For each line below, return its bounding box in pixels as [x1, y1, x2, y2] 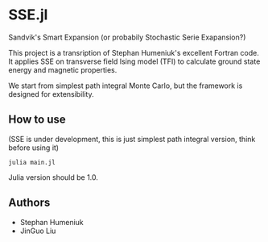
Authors [8, 196, 51, 210]
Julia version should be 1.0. [8, 172, 99, 182]
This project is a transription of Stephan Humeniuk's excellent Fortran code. [8, 48, 259, 57]
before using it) [8, 143, 59, 152]
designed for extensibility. [8, 89, 94, 98]
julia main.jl [8, 158, 56, 166]
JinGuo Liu [19, 226, 56, 236]
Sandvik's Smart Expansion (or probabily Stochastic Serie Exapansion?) [8, 32, 246, 42]
